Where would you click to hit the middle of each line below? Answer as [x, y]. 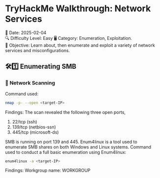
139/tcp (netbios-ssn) [34, 127]
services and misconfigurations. [38, 50]
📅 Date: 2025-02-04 [26, 32]
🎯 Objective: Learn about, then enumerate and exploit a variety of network [80, 45]
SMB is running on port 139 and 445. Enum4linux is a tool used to [71, 142]
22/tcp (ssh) [25, 121]
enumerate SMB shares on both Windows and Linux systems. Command [78, 147]
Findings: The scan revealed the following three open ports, [66, 112]
